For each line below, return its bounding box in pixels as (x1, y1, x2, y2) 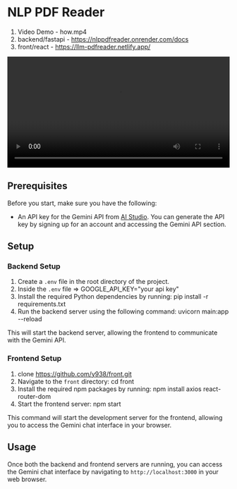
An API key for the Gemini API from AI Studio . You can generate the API (17, 212, 225, 221)
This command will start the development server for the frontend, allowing (7, 413, 223, 421)
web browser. (7, 475, 47, 483)
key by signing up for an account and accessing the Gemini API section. (17, 220, 227, 228)
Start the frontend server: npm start (17, 400, 121, 408)
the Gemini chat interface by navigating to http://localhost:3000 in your (7, 467, 219, 476)
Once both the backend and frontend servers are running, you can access (7, 459, 223, 469)
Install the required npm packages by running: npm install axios (17, 385, 202, 393)
